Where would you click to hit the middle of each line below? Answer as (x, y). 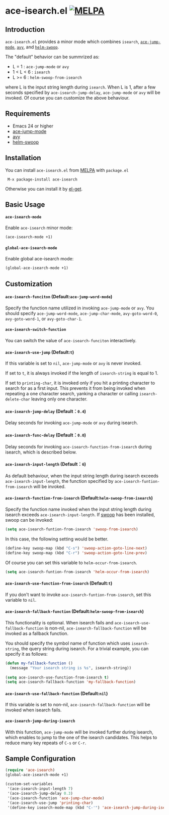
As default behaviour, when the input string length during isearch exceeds (82, 476)
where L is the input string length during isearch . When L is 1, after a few (80, 87)
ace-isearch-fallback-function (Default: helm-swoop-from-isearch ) (75, 611)
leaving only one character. (59, 399)
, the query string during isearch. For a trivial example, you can (83, 648)
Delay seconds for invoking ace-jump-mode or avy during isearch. (72, 423)
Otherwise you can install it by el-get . (44, 189)
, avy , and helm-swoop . (37, 47)
